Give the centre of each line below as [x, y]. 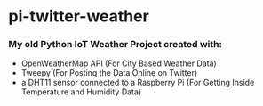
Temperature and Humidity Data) [81, 92]
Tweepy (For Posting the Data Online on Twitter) [109, 73]
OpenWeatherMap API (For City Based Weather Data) [119, 63]
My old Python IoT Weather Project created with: [116, 45]
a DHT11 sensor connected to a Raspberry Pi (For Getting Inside [138, 83]
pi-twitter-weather [79, 16]
